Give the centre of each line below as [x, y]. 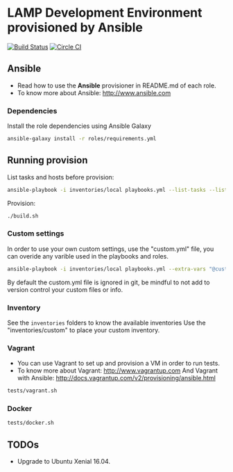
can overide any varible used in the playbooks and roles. [88, 256]
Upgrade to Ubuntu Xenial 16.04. [64, 462]
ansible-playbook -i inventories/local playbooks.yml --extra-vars [107, 269]
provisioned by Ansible [75, 27]
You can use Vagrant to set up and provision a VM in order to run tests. [119, 364]
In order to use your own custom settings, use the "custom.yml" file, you [111, 249]
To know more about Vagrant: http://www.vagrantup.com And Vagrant [118, 371]
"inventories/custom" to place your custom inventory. [84, 330]
